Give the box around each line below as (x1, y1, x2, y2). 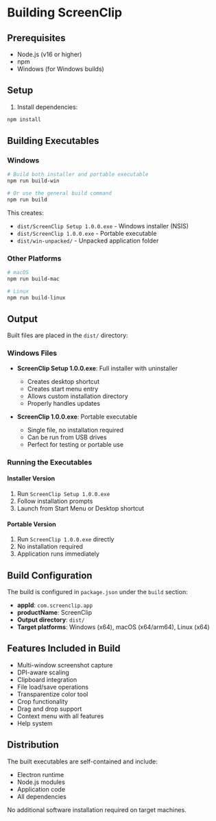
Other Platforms (7, 254, 62, 263)
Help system (16, 719, 53, 727)
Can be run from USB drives (27, 433, 108, 441)
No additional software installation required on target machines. (7, 805, 187, 813)
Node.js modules (16, 778, 65, 786)
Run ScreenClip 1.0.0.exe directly (16, 535, 115, 543)
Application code (16, 785, 66, 793)
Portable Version (7, 519, 56, 528)
